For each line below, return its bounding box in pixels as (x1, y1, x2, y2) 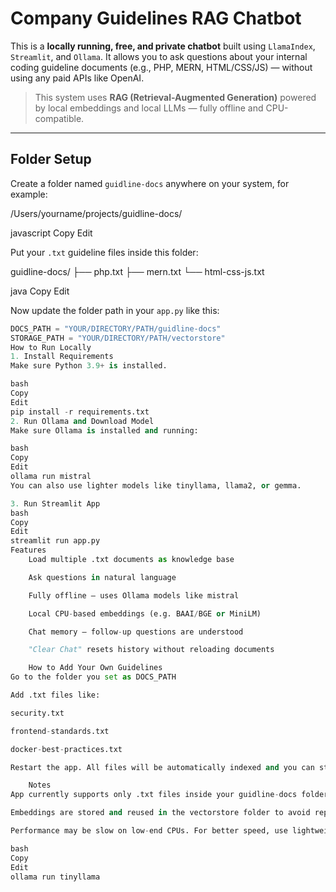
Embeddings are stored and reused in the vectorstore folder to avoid (10, 808, 311, 818)
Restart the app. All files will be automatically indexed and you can (10, 762, 315, 772)
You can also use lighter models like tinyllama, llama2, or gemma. (10, 480, 302, 491)
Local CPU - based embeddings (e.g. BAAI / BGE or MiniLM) (28, 608, 262, 619)
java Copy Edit (10, 285, 70, 297)
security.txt (10, 708, 65, 718)
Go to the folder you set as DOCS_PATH (10, 672, 177, 682)
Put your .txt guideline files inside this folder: (10, 246, 199, 258)
